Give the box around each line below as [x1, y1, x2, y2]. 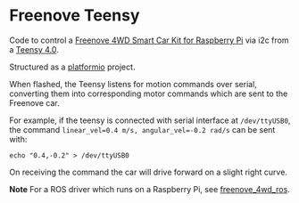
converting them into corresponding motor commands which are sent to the [9, 88, 288, 99]
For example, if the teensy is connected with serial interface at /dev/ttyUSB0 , [9, 115, 291, 126]
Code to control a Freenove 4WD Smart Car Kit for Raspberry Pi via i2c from [9, 35, 289, 45]
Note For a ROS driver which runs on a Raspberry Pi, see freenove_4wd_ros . [9, 183, 290, 194]
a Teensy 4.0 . [9, 44, 60, 54]
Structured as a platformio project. [9, 61, 136, 72]
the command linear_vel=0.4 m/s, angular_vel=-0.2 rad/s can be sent [9, 124, 276, 134]
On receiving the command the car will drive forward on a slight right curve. [9, 166, 288, 177]
